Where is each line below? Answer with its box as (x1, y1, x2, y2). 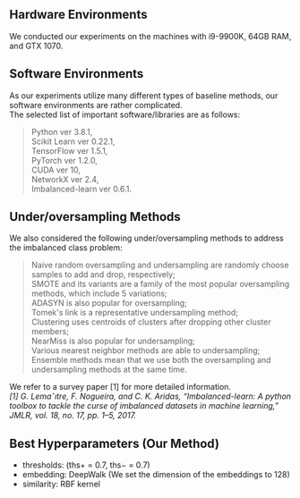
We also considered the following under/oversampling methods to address (9, 232, 285, 244)
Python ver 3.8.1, (30, 126, 93, 137)
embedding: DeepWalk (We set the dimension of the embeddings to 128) (21, 469, 291, 480)
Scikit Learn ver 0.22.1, (30, 136, 116, 147)
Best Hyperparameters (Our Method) (9, 435, 219, 451)
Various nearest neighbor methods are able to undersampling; (30, 345, 261, 356)
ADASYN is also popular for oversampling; (30, 298, 188, 308)
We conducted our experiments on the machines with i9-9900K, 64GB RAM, (9, 30, 292, 41)
